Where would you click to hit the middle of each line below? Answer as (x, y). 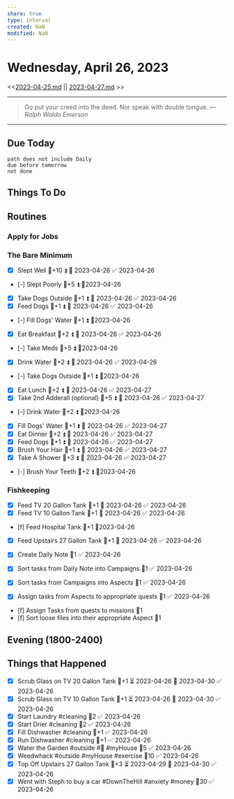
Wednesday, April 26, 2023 (88, 68)
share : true (24, 14)
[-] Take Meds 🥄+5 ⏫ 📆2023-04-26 (68, 348)
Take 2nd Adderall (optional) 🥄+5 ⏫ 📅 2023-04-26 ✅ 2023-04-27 (110, 398)
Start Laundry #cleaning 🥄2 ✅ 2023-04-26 (79, 716)
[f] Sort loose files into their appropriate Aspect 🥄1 (89, 618)
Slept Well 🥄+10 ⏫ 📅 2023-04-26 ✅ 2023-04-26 (86, 270)
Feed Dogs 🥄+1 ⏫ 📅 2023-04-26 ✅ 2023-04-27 (85, 441)
